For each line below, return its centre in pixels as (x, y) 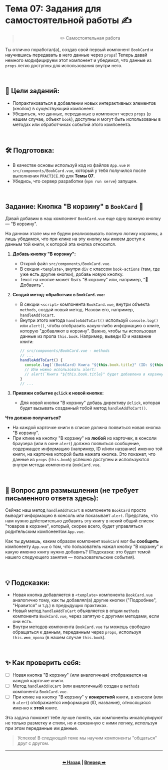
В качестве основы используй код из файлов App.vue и (71, 165)
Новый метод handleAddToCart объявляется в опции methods (76, 611)
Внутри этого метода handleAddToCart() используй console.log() (89, 320)
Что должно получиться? (33, 418)
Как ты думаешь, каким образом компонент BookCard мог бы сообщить (82, 541)
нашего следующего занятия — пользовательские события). (70, 557)
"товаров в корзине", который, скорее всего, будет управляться (74, 526)
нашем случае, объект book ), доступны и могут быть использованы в (86, 119)
